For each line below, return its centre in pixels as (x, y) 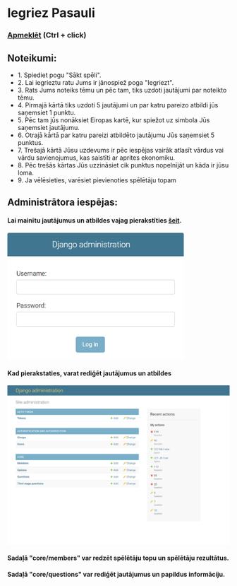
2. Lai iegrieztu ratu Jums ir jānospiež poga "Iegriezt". (96, 82)
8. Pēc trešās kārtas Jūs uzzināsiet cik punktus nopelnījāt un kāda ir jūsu (123, 165)
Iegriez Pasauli (51, 13)
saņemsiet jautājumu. (48, 127)
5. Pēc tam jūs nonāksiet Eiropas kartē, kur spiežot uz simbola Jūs (114, 120)
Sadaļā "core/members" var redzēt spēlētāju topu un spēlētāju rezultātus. (118, 558)
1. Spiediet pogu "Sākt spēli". (59, 75)
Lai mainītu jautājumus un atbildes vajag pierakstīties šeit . (95, 220)
